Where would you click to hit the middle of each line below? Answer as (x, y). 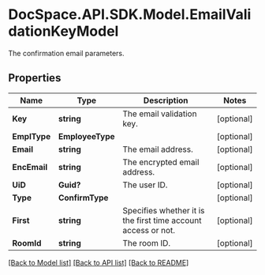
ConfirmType (83, 198)
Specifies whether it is (164, 210)
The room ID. (147, 243)
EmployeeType (87, 136)
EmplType (32, 136)
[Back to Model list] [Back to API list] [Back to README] (99, 262)
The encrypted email (161, 162)
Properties (35, 78)
